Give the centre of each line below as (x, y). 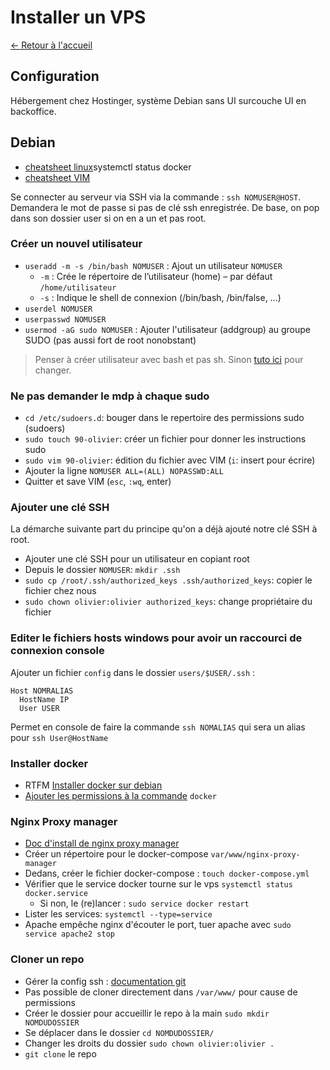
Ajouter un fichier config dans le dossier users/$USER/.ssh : (133, 672)
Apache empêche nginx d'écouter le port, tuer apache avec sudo (158, 925)
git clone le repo (60, 1053)
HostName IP (44, 699)
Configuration (55, 76)
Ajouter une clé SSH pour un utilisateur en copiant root (137, 559)
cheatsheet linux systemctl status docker (108, 167)
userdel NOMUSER (58, 309)
